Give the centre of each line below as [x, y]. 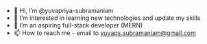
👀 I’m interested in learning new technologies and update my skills [107, 18]
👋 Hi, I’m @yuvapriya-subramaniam [64, 11]
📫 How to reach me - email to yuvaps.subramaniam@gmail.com [105, 33]
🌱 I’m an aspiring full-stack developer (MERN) [78, 25]
